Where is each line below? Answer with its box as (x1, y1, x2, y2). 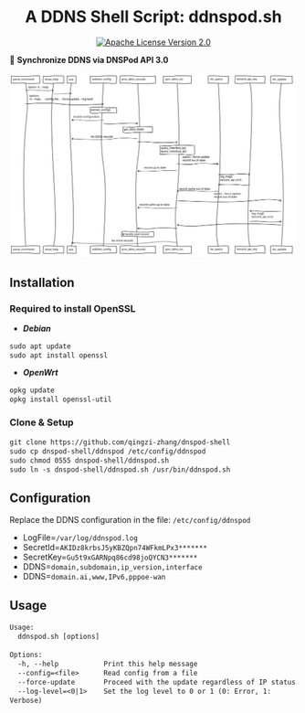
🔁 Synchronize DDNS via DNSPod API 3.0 (9, 54, 169, 65)
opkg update (9, 386, 55, 395)
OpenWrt (22, 367, 58, 378)
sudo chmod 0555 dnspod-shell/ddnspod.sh (9, 456, 170, 465)
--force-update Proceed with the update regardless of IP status (17, 677, 297, 686)
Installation (9, 274, 75, 290)
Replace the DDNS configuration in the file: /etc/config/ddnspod (9, 515, 251, 526)
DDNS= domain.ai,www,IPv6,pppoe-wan (22, 571, 166, 582)
